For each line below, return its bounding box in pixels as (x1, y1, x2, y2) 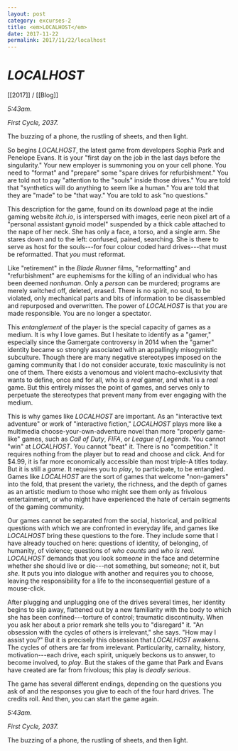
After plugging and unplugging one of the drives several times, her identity (7, 598, 226, 607)
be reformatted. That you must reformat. (7, 250, 126, 259)
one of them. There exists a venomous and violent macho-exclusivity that (7, 368, 222, 377)
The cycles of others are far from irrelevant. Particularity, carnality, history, (7, 643, 226, 652)
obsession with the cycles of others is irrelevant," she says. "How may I (7, 628, 217, 637)
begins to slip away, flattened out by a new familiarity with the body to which (7, 605, 232, 614)
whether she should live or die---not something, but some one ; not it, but (7, 561, 220, 570)
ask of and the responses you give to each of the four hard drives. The (7, 687, 215, 696)
